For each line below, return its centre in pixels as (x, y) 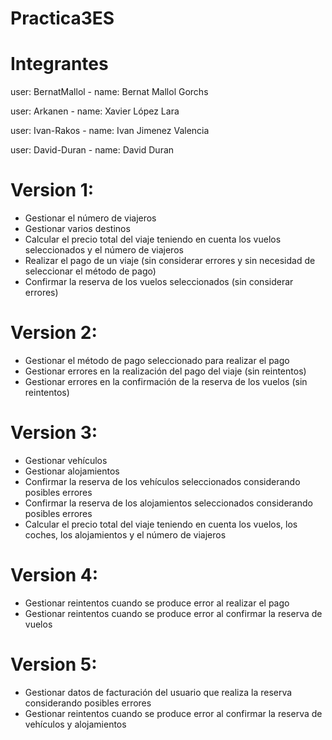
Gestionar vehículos (66, 460)
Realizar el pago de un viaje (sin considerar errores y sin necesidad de (170, 261)
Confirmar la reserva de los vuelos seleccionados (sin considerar (159, 282)
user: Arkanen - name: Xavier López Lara (95, 111)
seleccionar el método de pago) (90, 271)
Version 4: (54, 575)
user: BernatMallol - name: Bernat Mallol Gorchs (109, 92)
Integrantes (59, 64)
